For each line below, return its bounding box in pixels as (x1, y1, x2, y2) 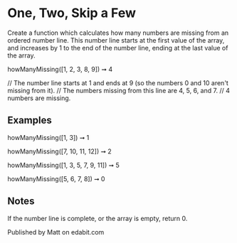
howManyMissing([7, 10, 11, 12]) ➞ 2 (7, 147, 112, 156)
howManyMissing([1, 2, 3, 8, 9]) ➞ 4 (7, 65, 113, 73)
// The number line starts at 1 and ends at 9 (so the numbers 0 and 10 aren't (7, 78, 229, 87)
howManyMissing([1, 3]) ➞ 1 (7, 133, 90, 141)
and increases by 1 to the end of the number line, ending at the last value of (7, 43, 228, 52)
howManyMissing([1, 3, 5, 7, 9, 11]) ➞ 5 (7, 161, 120, 169)
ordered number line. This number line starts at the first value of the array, (7, 36, 225, 44)
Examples (7, 114, 52, 126)
